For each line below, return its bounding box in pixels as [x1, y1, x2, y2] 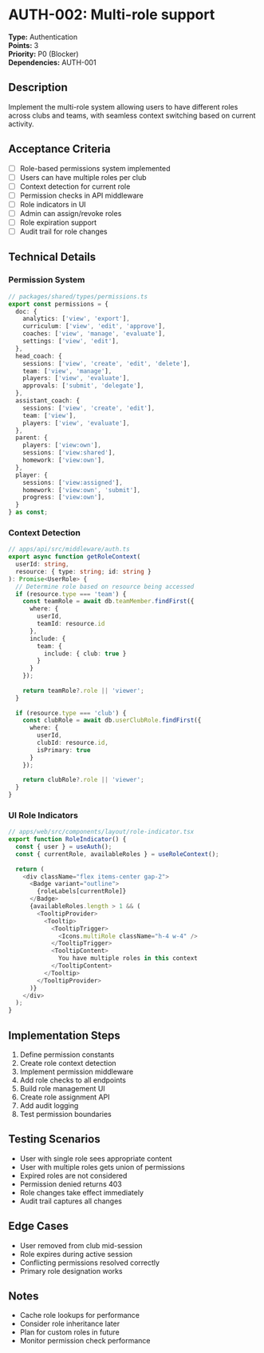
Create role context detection [19, 1059, 117, 1068]
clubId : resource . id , [37, 739, 109, 747]
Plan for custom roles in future [19, 1327, 120, 1337]
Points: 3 [8, 40, 39, 50]
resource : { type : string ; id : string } [15, 567, 152, 575]
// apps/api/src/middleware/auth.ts [8, 546, 130, 554]
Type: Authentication [8, 32, 78, 42]
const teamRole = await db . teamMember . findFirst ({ [22, 598, 195, 606]
